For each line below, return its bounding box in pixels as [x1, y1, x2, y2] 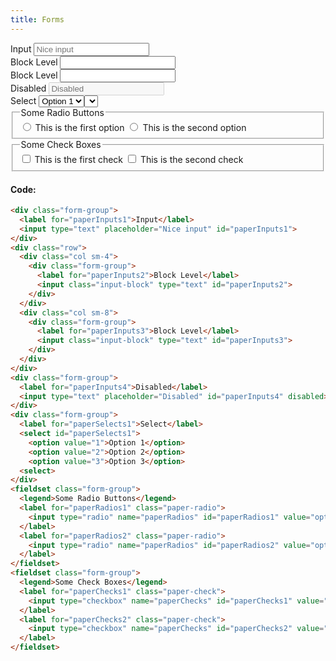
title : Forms [10, 14, 65, 25]
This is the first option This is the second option [34, 121, 247, 133]
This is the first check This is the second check [34, 154, 244, 166]
